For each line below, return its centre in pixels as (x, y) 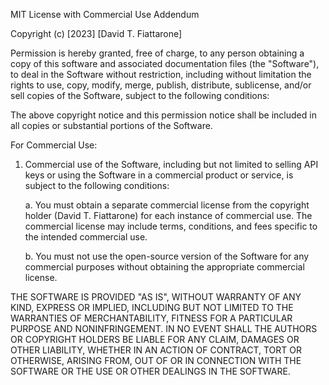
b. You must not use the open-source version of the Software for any (167, 256)
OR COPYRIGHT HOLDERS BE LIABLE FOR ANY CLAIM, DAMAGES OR (155, 339)
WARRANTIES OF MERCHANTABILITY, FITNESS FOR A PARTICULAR (151, 318)
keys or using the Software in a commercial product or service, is (159, 175)
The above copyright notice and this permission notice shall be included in (163, 115)
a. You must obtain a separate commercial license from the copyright (167, 205)
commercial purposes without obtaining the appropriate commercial (164, 267)
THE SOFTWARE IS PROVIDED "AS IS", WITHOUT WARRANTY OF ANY (156, 297)
